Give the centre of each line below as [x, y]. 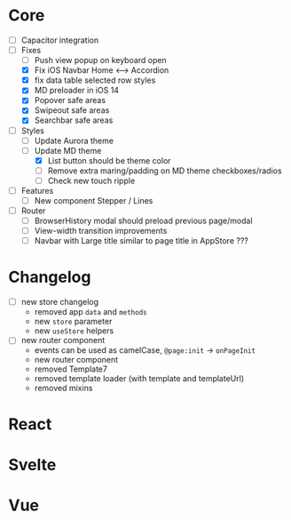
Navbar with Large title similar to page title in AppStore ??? [142, 241]
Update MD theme [68, 150]
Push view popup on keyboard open [101, 60]
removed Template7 [71, 369]
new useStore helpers [74, 331]
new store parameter [73, 322]
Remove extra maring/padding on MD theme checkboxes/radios [165, 171]
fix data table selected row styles [95, 80]
